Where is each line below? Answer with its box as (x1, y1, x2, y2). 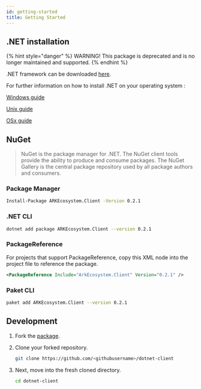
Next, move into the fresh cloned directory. (14, 366, 121, 373)
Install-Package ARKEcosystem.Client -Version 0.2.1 (6, 198, 141, 204)
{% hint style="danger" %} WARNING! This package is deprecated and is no (6, 52, 195, 60)
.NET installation (6, 37, 70, 47)
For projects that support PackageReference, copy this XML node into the (6, 253, 188, 261)
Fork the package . (14, 332, 60, 339)
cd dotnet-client (14, 378, 59, 384)
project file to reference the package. (6, 260, 98, 267)
